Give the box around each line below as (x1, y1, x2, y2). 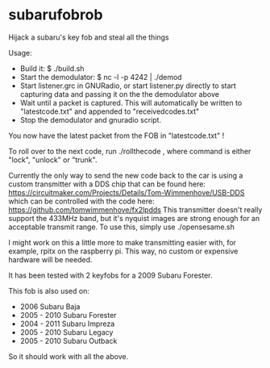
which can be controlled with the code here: (8, 196, 155, 206)
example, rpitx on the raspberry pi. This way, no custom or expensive (8, 246, 239, 256)
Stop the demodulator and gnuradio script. (19, 115, 162, 124)
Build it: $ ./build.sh (19, 63, 85, 73)
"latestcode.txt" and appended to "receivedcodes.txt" (19, 107, 200, 116)
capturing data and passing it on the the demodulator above (19, 89, 220, 98)
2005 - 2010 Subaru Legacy (19, 327, 114, 337)
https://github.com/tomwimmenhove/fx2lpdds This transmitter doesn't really (8, 204, 263, 215)
